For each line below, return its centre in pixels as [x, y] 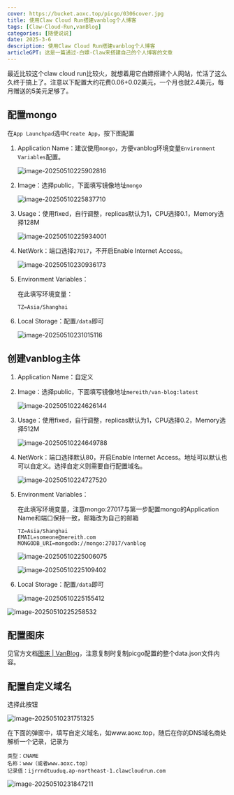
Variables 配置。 [41, 156]
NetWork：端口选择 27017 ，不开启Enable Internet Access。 [102, 250]
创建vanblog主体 [44, 359]
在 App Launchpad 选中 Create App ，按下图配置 [71, 133]
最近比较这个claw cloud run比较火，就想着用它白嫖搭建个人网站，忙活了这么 [117, 73]
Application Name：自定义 [55, 377]
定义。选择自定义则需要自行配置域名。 [91, 466]
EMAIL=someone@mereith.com [57, 537]
